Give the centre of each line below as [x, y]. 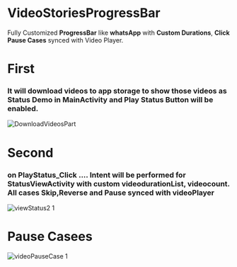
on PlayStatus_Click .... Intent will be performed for [97, 175]
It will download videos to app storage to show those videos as [117, 91]
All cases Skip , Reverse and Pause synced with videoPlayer [111, 193]
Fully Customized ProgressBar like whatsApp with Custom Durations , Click [118, 33]
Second [30, 153]
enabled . [23, 109]
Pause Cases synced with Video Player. [65, 40]
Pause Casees [50, 237]
